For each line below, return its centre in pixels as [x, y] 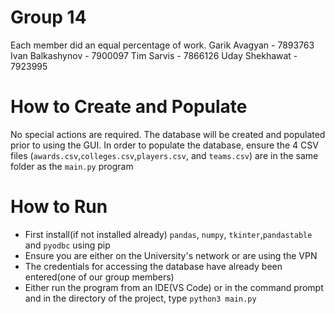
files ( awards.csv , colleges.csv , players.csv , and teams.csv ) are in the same [164, 155]
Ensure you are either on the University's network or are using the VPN [171, 255]
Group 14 [48, 17]
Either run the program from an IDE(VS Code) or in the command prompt [174, 287]
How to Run [59, 207]
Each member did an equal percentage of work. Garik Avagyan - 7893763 [162, 45]
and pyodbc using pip [67, 245]
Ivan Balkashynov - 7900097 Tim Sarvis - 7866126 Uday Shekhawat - [154, 55]
